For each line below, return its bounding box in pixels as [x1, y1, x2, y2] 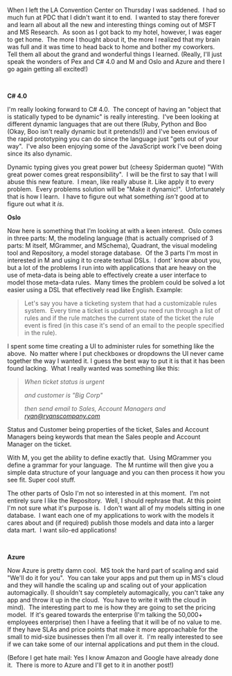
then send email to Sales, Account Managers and [24, 405, 166, 412]
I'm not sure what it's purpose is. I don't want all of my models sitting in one [7, 504, 225, 512]
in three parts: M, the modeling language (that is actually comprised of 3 [7, 234, 213, 242]
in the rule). [24, 329, 57, 337]
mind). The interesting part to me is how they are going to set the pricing [7, 603, 216, 611]
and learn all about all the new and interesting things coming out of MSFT [7, 21, 217, 28]
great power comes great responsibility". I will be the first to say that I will [7, 170, 218, 178]
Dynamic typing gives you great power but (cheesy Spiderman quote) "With [7, 163, 224, 171]
